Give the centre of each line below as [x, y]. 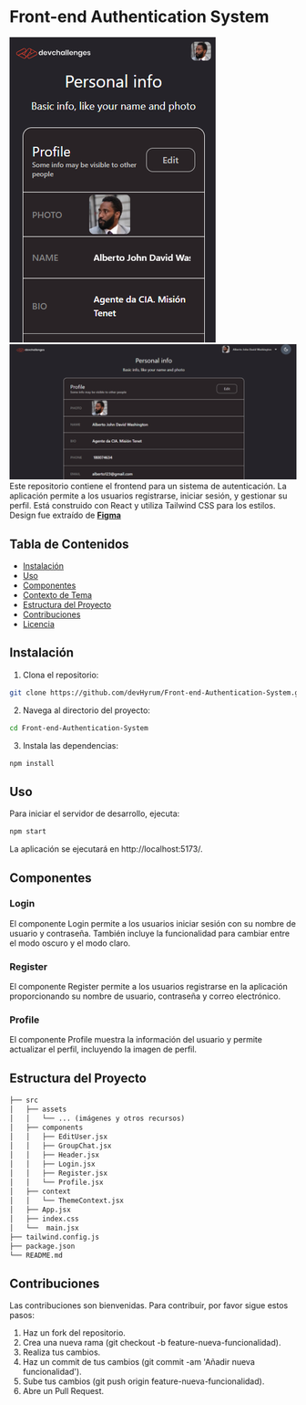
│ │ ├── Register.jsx [58, 1174]
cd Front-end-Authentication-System [79, 728]
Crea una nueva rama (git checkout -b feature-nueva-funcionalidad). [152, 1343]
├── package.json [42, 1247]
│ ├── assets [38, 1110]
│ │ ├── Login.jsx [52, 1164]
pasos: [22, 1316]
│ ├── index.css [44, 1219]
